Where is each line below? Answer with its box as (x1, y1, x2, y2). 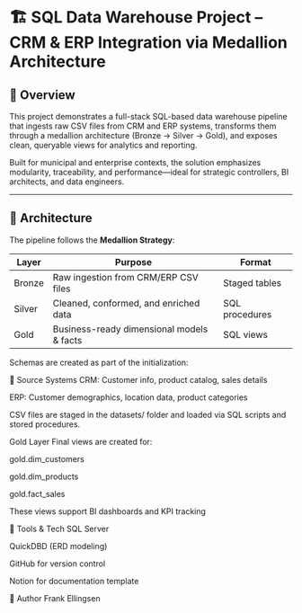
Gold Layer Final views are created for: (9, 436, 153, 447)
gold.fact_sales (9, 488, 66, 499)
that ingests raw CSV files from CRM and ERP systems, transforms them (9, 120, 277, 131)
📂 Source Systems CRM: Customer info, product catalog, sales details (9, 374, 268, 385)
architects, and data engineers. (9, 176, 125, 187)
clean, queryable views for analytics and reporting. (9, 140, 198, 150)
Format (239, 255, 271, 268)
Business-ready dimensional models (52, 323, 209, 335)
